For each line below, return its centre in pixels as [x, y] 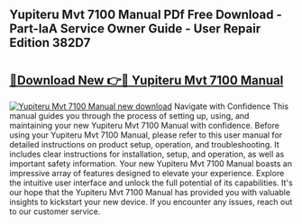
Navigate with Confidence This [232, 106]
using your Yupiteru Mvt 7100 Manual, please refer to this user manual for [146, 135]
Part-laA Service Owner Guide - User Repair [135, 29]
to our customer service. [55, 211]
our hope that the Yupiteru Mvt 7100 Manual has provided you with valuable [150, 192]
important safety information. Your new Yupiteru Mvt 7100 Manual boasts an [151, 164]
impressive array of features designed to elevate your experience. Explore [147, 173]
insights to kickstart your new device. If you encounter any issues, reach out [151, 202]
